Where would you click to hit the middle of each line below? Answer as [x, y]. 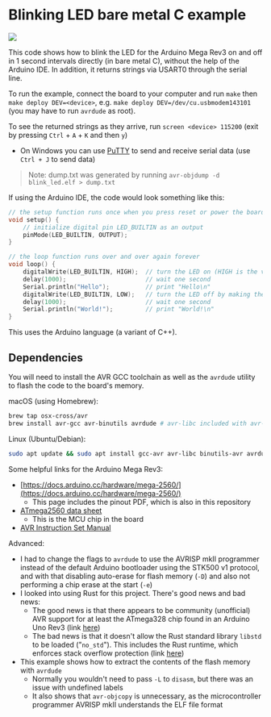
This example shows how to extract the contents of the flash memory [135, 661]
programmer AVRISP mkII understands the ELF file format [127, 704]
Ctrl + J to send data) [58, 159]
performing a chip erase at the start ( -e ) [86, 584]
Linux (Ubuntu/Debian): [47, 439]
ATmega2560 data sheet [61, 511]
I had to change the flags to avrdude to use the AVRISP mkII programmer [140, 559]
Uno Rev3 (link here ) [66, 627]
